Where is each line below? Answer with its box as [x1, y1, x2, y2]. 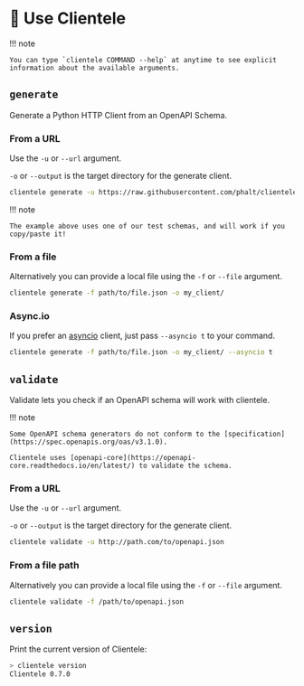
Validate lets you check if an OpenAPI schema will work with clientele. [9, 395, 270, 406]
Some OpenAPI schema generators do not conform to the [9, 429, 221, 439]
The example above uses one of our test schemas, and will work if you [9, 221, 285, 230]
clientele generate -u [9, 188, 95, 197]
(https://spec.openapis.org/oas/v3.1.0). [9, 437, 168, 446]
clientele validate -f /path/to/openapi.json [9, 597, 184, 606]
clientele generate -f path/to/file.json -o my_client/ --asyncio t [9, 348, 273, 357]
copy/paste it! [9, 230, 67, 239]
